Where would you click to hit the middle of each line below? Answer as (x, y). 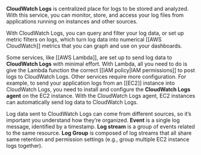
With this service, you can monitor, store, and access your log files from (95, 15)
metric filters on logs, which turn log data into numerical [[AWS (84, 39)
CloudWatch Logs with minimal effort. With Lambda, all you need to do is (97, 64)
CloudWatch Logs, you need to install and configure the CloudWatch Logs (98, 89)
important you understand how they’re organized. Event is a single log (93, 120)
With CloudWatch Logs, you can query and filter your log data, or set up (95, 33)
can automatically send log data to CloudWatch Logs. (72, 102)
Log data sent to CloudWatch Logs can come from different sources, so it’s (99, 114)
